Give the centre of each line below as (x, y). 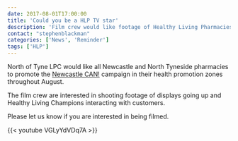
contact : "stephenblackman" (49, 33)
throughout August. (36, 81)
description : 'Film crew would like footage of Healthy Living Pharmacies (120, 27)
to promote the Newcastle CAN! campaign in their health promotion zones (115, 74)
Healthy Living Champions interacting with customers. (86, 103)
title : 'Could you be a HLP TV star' (63, 20)
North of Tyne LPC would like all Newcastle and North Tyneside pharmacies (118, 67)
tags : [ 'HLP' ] (28, 47)
